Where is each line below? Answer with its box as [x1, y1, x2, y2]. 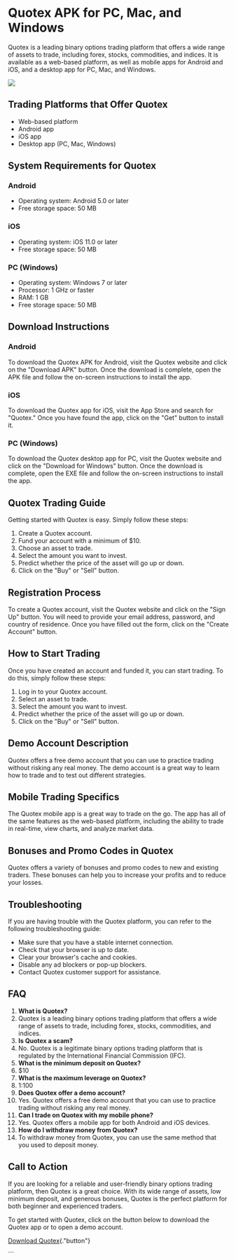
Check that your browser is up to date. [18, 946, 130, 953]
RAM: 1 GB [18, 293, 49, 302]
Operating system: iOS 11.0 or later [18, 237, 118, 246]
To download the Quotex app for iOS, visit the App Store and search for [8, 406, 214, 414]
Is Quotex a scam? [18, 1036, 73, 1044]
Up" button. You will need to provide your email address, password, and [8, 612, 216, 621]
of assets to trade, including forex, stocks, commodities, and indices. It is [8, 50, 219, 59]
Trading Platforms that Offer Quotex [8, 99, 168, 111]
